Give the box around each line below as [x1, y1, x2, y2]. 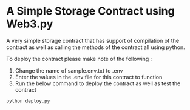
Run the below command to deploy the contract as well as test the [15, 80, 181, 87]
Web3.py [6, 17, 53, 31]
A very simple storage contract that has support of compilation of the [6, 37, 180, 44]
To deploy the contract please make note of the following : [6, 55, 152, 62]
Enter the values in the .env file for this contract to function [15, 73, 163, 80]
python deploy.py [6, 98, 50, 104]
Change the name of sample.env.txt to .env [15, 66, 123, 74]
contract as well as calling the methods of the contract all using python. [6, 44, 185, 51]
